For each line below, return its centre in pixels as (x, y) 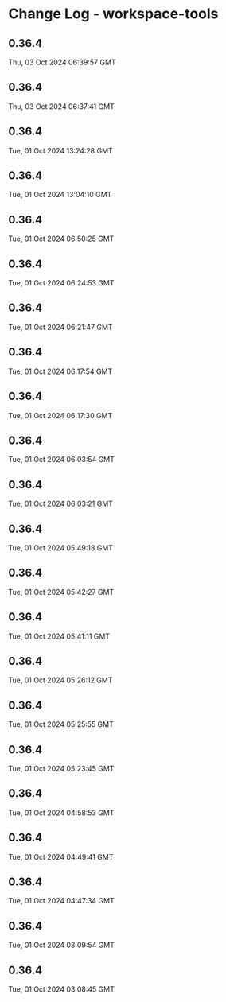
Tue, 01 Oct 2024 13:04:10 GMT (60, 195)
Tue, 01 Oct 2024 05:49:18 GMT (61, 548)
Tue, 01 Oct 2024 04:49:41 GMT (61, 856)
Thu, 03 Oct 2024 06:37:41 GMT (62, 106)
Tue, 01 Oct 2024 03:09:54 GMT (62, 945)
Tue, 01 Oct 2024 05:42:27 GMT (61, 592)
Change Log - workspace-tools (113, 14)
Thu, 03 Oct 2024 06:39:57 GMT (62, 62)
